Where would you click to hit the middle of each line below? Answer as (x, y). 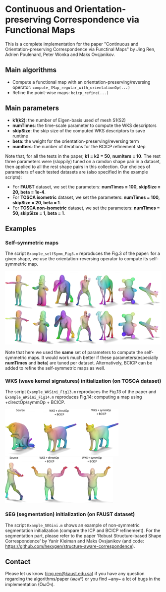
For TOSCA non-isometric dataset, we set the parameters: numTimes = (86, 208)
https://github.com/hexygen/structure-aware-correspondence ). (70, 546)
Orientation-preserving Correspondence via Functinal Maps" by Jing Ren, (80, 49)
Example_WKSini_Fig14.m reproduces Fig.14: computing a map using (74, 397)
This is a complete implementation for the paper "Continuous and (72, 44)
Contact (18, 562)
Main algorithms (31, 70)
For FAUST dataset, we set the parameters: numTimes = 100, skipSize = (86, 186)
